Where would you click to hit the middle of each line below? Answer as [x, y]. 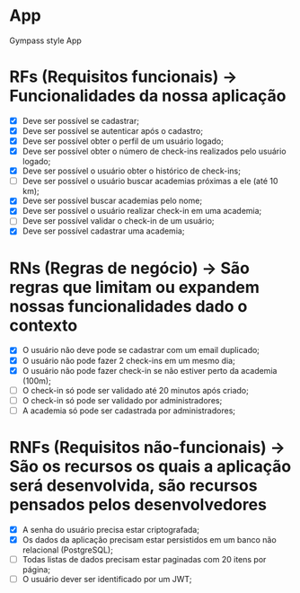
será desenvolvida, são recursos [133, 485]
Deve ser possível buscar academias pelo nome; [112, 201]
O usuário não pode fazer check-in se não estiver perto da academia [150, 370]
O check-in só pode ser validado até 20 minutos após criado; [135, 390]
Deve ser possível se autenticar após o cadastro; [113, 130]
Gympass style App [46, 40]
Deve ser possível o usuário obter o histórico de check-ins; [131, 171]
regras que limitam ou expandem [135, 287]
